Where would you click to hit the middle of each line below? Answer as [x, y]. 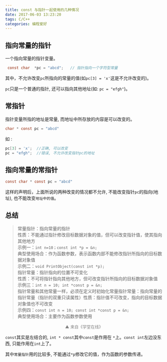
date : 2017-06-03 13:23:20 [33, 15]
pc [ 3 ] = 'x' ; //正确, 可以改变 [37, 148]
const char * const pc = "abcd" [39, 182]
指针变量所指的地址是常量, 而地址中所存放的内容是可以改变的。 [70, 119]
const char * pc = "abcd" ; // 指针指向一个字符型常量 [62, 68]
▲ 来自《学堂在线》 [84, 327]
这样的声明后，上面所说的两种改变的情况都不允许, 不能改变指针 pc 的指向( [79, 192]
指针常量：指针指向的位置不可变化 [52, 272]
